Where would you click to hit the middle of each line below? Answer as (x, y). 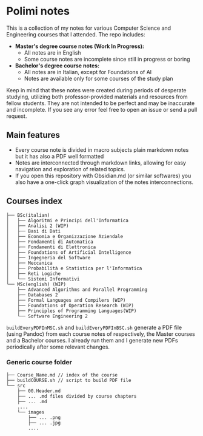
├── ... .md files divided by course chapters (77, 396)
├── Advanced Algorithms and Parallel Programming (82, 290)
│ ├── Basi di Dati (34, 231)
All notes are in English (52, 52)
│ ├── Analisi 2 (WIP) (38, 226)
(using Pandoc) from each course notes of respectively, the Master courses (101, 334)
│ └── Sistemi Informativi (43, 279)
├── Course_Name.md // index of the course (62, 375)
